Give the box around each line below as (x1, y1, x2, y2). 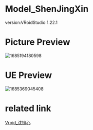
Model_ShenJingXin (5, 3, 89, 15)
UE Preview (5, 70, 52, 81)
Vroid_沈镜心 (5, 119, 31, 125)
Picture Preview (5, 37, 71, 48)
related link (5, 103, 52, 114)
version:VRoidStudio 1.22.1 (5, 19, 57, 25)
